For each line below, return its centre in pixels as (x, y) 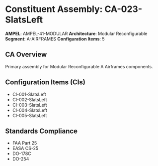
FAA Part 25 (25, 143)
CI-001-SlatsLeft (29, 94)
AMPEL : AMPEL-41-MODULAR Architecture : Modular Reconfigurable (76, 33)
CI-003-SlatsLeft (30, 105)
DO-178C (22, 154)
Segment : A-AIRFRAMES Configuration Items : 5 (55, 39)
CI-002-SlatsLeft (30, 99)
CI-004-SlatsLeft (30, 110)
